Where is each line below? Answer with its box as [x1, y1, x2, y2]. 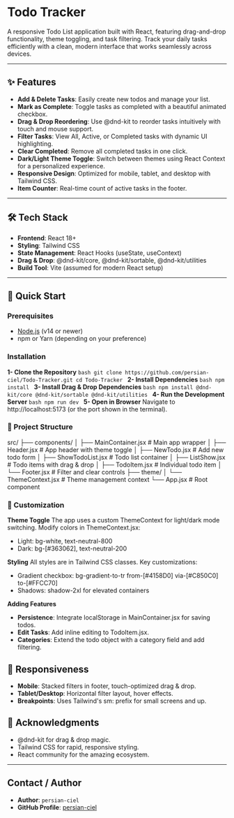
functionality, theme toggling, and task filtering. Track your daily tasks [7, 34, 208, 43]
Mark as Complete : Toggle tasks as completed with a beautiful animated [17, 102, 226, 110]
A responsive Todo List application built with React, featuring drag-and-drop [7, 27, 226, 36]
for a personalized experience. [17, 161, 106, 170]
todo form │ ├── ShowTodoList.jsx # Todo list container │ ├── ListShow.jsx [7, 453, 226, 461]
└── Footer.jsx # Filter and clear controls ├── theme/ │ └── [7, 467, 182, 476]
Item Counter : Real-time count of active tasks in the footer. [17, 184, 187, 192]
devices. [7, 50, 32, 58]
